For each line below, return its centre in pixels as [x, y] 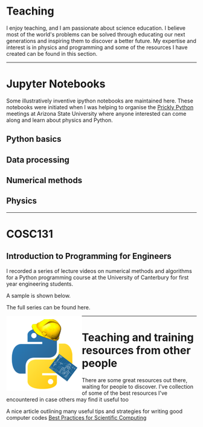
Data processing [38, 160]
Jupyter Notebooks [56, 84]
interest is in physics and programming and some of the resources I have [97, 47]
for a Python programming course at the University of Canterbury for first [98, 277]
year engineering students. [40, 284]
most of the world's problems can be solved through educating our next [96, 34]
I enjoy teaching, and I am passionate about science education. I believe [96, 28]
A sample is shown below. [39, 295]
